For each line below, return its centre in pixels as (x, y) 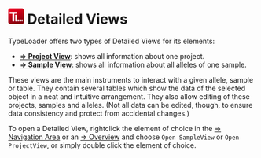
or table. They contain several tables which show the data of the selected (127, 88)
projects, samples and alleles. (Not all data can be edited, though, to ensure (130, 105)
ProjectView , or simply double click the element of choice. (102, 145)
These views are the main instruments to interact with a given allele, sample (131, 79)
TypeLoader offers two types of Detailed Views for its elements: (111, 41)
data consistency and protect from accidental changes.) (99, 113)
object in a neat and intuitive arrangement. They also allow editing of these (129, 96)
